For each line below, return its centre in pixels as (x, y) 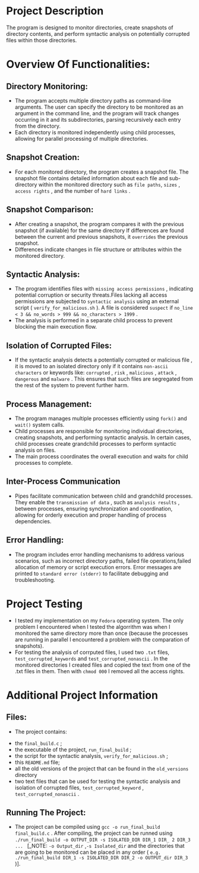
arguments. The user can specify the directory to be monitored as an (99, 107)
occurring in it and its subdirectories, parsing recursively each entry (98, 119)
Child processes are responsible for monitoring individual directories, (99, 431)
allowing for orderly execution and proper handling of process (91, 515)
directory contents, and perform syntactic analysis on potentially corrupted (98, 33)
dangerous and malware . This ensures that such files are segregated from (104, 379)
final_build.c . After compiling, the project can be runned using (94, 833)
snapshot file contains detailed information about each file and (91, 178)
